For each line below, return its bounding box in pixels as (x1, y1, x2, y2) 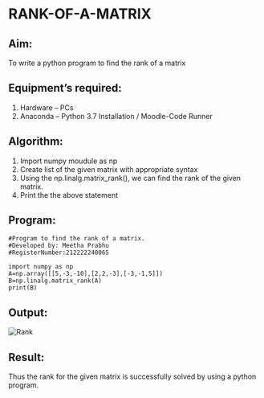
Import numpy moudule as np (19, 156, 118, 166)
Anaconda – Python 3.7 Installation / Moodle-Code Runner (19, 111, 213, 121)
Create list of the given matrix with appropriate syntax (19, 164, 198, 174)
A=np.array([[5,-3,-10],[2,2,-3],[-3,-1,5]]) (8, 270, 163, 278)
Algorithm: (8, 134, 63, 149)
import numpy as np (8, 263, 74, 271)
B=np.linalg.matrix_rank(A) (8, 277, 103, 285)
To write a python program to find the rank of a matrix (8, 58, 186, 68)
